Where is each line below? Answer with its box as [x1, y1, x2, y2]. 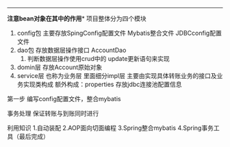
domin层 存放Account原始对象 [16, 63, 103, 71]
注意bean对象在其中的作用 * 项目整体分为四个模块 [7, 14, 147, 23]
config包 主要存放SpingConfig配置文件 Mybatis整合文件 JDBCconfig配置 [16, 29, 222, 37]
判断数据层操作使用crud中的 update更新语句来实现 [27, 55, 170, 62]
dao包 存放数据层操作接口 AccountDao [16, 46, 127, 54]
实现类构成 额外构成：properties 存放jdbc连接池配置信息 [23, 80, 182, 88]
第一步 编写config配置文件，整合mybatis [7, 95, 121, 103]
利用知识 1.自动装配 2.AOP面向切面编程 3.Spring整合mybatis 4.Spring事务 [7, 124, 214, 132]
